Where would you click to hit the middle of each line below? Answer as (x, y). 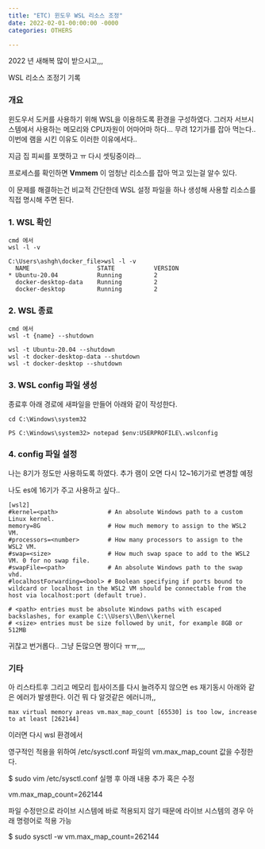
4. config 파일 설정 (43, 454)
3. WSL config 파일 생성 (53, 385)
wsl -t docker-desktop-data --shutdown (74, 357)
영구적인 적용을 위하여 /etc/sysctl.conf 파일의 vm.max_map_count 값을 (120, 752)
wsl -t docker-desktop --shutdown (65, 364)
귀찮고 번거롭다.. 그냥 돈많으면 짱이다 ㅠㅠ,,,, (77, 646)
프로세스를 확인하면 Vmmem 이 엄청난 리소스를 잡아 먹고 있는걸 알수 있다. (123, 172)
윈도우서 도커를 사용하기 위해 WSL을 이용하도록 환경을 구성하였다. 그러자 (121, 119)
